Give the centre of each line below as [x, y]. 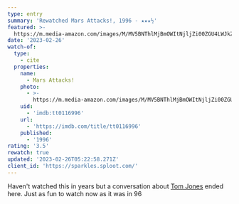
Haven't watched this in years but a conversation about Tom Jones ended [116, 186]
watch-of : [22, 47]
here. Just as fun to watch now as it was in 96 [75, 193]
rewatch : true [28, 153]
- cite [30, 60]
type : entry [25, 14]
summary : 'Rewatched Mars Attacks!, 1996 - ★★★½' [83, 21]
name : [28, 73]
